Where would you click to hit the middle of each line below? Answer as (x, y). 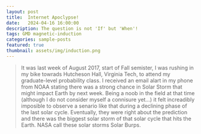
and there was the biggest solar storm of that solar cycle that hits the (106, 118)
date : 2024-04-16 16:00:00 (43, 23)
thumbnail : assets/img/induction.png (53, 51)
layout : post (22, 12)
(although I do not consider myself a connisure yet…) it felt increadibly (108, 99)
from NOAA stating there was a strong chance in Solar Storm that (102, 87)
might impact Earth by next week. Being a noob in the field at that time (108, 93)
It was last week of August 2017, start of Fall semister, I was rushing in (107, 68)
